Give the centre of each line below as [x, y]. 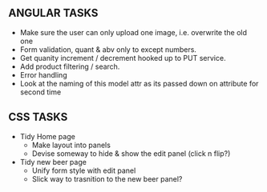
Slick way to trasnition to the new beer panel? [107, 178]
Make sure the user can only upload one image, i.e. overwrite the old [133, 32]
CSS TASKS [38, 117]
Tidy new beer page [53, 162]
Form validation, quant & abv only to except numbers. [108, 49]
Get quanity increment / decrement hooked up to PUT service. [123, 58]
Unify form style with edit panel [84, 170]
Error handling [43, 74]
